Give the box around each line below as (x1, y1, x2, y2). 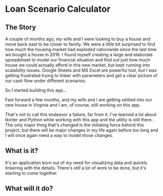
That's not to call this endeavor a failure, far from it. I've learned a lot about (5, 112, 157, 117)
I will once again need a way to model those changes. (5, 133, 114, 138)
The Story (5, 23, 36, 31)
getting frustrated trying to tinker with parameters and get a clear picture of (5, 73, 158, 78)
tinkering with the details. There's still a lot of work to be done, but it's (5, 165, 146, 170)
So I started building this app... (5, 87, 67, 93)
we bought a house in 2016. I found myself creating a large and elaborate (5, 52, 153, 57)
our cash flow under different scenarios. (5, 78, 86, 84)
